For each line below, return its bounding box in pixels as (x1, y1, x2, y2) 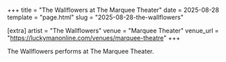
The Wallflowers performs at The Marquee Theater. (7, 48, 154, 55)
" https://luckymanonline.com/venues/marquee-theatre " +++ (7, 34, 181, 42)
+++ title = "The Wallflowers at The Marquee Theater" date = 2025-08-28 (7, 6, 220, 14)
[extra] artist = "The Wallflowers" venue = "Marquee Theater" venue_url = (7, 27, 219, 34)
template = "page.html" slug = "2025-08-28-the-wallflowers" (7, 13, 184, 21)
